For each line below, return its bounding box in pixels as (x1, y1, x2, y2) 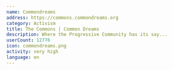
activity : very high (6, 49, 59, 55)
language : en (6, 54, 40, 60)
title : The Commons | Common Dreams (6, 26, 99, 32)
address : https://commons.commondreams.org (6, 15, 119, 21)
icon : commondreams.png (6, 43, 67, 49)
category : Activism (6, 20, 56, 26)
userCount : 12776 (6, 37, 51, 43)
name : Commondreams (6, 9, 56, 15)
